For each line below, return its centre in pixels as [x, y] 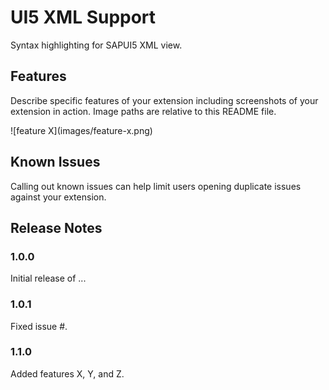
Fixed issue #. [39, 326]
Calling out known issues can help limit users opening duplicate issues [156, 186]
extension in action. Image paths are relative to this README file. [143, 111]
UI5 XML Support [83, 17]
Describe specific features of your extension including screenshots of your [164, 100]
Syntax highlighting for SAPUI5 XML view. [96, 45]
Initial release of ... [48, 278]
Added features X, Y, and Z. [67, 373]
